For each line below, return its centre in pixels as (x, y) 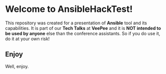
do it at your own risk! (27, 39)
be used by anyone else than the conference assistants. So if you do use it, (83, 33)
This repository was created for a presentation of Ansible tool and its (76, 23)
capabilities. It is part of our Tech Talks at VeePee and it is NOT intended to (83, 28)
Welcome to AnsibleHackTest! (69, 9)
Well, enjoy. (17, 66)
